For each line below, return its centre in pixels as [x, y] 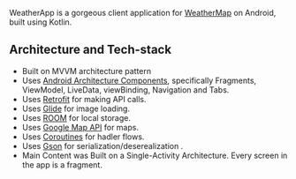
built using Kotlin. [41, 22]
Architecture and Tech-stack [91, 50]
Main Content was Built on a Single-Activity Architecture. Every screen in [155, 155]
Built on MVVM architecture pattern [87, 71]
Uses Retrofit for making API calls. [84, 99]
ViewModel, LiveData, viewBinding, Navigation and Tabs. [125, 89]
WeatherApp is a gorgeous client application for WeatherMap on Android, [143, 13]
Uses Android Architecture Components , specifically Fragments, [139, 80]
